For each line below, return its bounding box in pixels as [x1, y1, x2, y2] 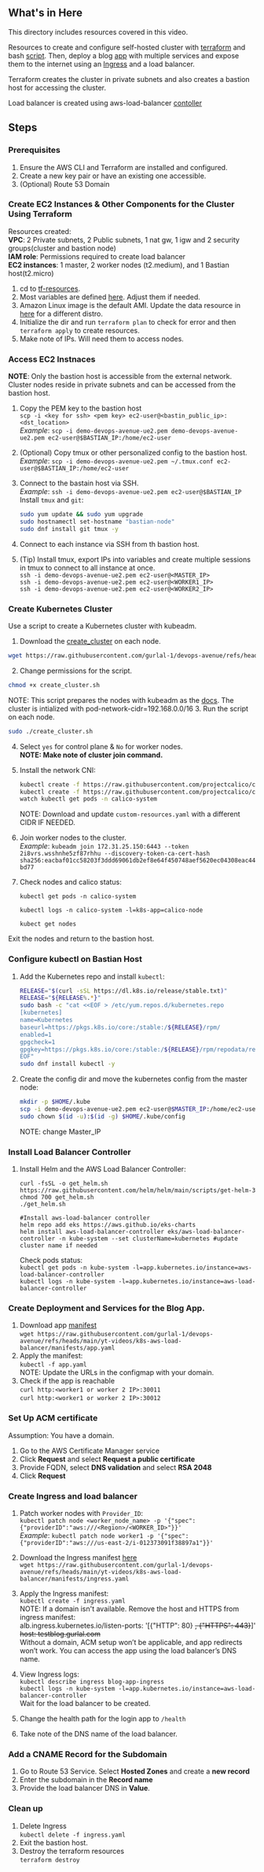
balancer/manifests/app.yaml [19, 1344, 115, 1352]
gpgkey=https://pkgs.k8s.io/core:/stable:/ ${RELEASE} [19, 1046, 200, 1053]
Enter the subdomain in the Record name [19, 1775, 153, 1785]
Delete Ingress [19, 1821, 67, 1830]
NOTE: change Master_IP [19, 1127, 101, 1136]
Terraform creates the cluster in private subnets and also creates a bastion [8, 74, 250, 84]
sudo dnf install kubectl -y [19, 1060, 115, 1068]
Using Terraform [8, 209, 72, 220]
